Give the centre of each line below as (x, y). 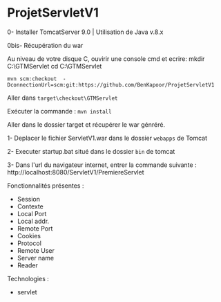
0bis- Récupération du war (45, 45)
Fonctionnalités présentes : (46, 186)
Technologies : (28, 278)
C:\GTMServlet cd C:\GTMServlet (55, 66)
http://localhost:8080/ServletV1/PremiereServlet (76, 172)
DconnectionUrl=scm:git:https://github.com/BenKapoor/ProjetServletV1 (111, 85)
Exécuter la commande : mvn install (59, 111)
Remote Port (35, 228)
